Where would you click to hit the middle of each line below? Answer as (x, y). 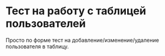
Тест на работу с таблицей (76, 11)
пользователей (46, 24)
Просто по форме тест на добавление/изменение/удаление (82, 40)
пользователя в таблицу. (37, 46)
